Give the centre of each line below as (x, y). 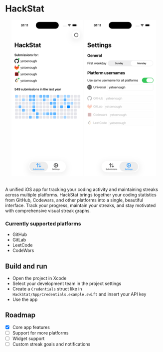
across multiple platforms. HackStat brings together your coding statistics (81, 194)
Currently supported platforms (43, 223)
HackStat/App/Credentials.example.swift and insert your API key (79, 294)
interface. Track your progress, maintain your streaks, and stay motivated (81, 205)
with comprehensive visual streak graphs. (48, 210)
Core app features (31, 327)
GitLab (19, 240)
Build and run (26, 266)
